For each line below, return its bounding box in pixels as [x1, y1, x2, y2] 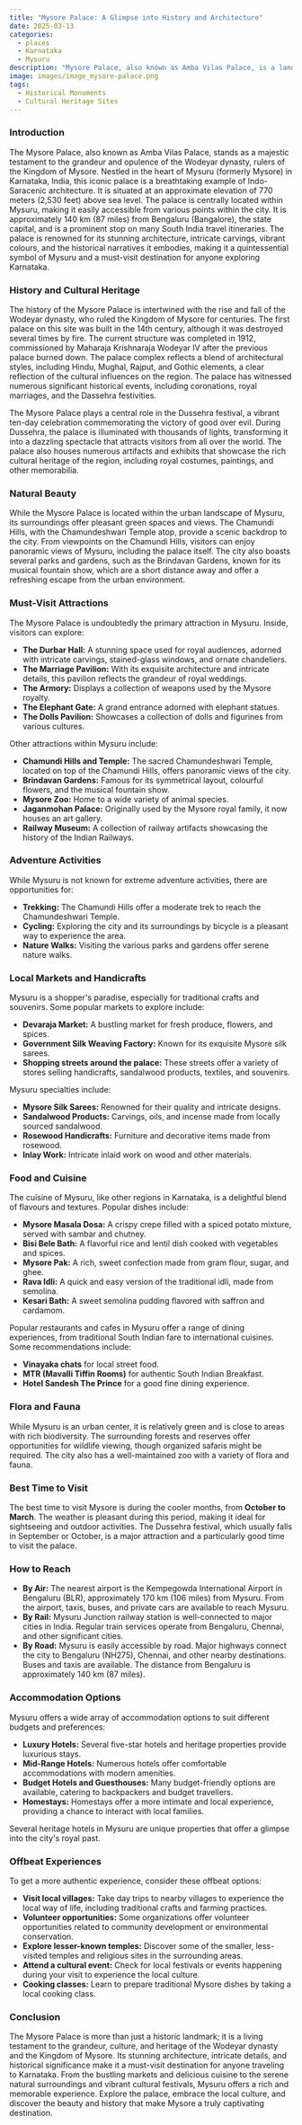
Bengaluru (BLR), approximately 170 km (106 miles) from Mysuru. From [22, 1592, 285, 1604]
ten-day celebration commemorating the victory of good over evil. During [9, 417, 281, 428]
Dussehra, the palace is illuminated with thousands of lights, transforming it [9, 426, 289, 437]
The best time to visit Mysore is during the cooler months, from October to [9, 1502, 286, 1513]
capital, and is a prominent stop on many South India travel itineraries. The [9, 223, 285, 234]
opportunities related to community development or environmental [22, 1921, 269, 1932]
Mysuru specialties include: [9, 1085, 111, 1095]
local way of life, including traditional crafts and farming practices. [22, 1902, 268, 1913]
